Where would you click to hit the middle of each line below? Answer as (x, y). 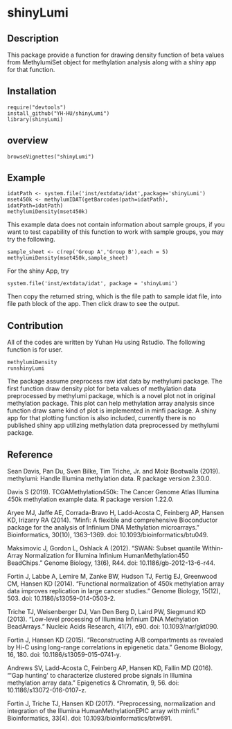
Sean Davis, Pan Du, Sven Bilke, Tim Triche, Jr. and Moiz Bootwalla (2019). (114, 471)
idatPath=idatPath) (35, 206)
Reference (30, 454)
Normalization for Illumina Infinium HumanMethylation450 (106, 556)
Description (33, 38)
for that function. (31, 70)
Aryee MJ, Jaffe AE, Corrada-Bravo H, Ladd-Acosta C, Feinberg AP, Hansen (116, 513)
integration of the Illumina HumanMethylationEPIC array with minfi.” (103, 711)
